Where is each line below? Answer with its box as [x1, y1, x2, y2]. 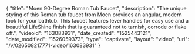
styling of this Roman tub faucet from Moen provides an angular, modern [6, 11, 182, 18]
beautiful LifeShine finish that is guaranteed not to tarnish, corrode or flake [6, 23, 187, 30]
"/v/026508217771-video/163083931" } [6, 42, 101, 49]
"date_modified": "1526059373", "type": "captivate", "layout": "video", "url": [6, 36, 190, 42]
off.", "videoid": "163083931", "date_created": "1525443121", [6, 30, 152, 37]
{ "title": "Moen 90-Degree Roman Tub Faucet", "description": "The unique [6, 5, 187, 12]
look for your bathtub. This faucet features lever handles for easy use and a [6, 17, 189, 24]
